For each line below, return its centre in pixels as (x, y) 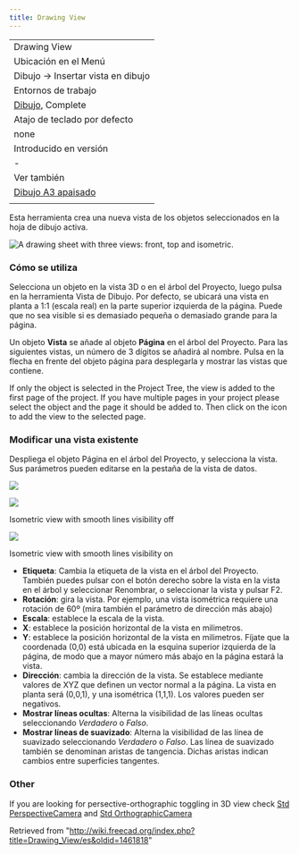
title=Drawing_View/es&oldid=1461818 (79, 840)
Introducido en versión (61, 148)
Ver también (39, 177)
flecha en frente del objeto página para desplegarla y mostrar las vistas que (149, 361)
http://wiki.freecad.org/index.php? (132, 830)
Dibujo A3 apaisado (55, 191)
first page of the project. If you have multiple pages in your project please (144, 397)
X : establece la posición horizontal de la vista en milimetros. (133, 628)
